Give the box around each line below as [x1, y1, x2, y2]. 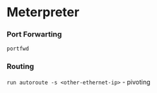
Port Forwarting [6, 30, 62, 39]
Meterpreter [6, 4, 80, 20]
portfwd [6, 45, 30, 53]
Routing [6, 61, 35, 71]
